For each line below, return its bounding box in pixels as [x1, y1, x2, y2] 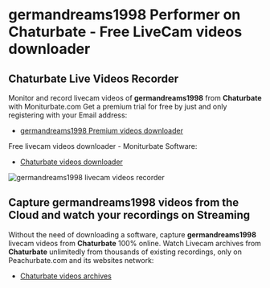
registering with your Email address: [8, 110, 128, 120]
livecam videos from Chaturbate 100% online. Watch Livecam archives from [8, 238, 261, 248]
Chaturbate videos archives [19, 271, 112, 281]
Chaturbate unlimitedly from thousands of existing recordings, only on [8, 247, 243, 257]
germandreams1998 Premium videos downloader [19, 126, 183, 135]
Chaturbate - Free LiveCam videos [8, 23, 243, 41]
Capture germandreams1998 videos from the [8, 195, 239, 210]
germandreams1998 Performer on [8, 6, 241, 24]
